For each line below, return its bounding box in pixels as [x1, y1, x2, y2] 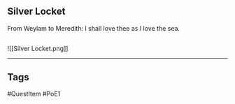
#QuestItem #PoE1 [7, 90, 61, 98]
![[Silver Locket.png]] [7, 45, 69, 53]
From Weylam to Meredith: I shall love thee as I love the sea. [7, 24, 180, 32]
